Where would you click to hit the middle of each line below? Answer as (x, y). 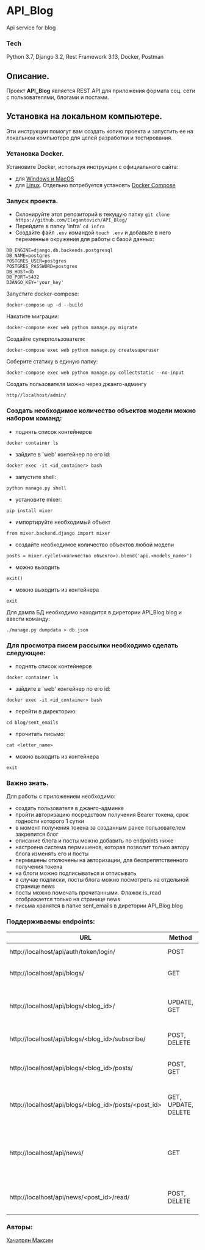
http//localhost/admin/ (37, 395)
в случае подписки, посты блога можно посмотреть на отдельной (102, 880)
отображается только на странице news (68, 899)
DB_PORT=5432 (23, 277)
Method (180, 937)
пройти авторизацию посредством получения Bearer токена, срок (102, 815)
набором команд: (34, 419)
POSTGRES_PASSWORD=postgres (42, 267)
